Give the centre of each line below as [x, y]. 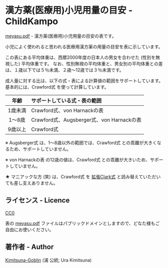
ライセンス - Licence [37, 200]
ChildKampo [32, 21]
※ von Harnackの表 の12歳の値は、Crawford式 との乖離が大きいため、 [78, 160]
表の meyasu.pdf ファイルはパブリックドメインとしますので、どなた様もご [82, 223]
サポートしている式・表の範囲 [66, 100]
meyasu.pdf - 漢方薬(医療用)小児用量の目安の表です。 [61, 36]
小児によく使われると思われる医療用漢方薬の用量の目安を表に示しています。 [84, 46]
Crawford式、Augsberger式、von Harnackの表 [86, 120]
